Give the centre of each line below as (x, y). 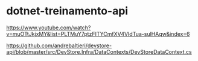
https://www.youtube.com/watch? (49, 28)
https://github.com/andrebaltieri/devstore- (59, 45)
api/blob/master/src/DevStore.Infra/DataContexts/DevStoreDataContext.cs (99, 51)
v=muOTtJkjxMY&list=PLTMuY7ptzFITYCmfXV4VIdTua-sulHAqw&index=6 (98, 33)
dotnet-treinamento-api (67, 11)
